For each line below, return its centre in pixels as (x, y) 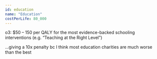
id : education (19, 10)
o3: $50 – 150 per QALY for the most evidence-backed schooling (70, 33)
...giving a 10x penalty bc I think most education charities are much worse (79, 47)
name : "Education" (24, 14)
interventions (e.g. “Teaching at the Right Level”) (54, 38)
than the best (18, 52)
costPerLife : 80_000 (26, 19)
